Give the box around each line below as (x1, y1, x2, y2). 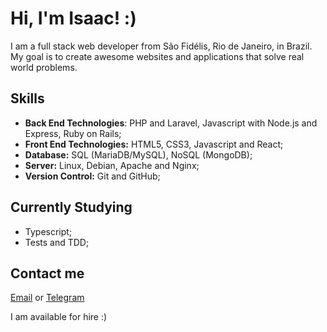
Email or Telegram (10, 292, 85, 304)
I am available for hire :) (10, 311, 108, 323)
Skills (10, 90, 45, 107)
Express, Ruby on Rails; (24, 127, 122, 139)
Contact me (10, 265, 85, 282)
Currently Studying (10, 199, 133, 216)
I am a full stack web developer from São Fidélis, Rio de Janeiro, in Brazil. (10, 40, 313, 52)
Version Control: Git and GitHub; (24, 170, 161, 182)
